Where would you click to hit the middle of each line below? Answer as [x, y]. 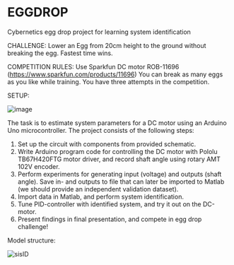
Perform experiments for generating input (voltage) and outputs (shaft [119, 174]
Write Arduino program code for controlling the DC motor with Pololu [117, 151]
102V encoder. [39, 166]
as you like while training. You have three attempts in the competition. [109, 81]
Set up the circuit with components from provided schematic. [107, 144]
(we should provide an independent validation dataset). [98, 189]
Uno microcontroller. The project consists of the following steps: [101, 130]
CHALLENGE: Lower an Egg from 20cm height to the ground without [107, 45]
